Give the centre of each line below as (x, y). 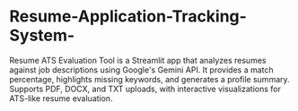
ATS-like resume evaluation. (61, 98)
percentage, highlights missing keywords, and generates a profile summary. (149, 79)
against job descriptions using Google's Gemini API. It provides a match (141, 70)
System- (42, 35)
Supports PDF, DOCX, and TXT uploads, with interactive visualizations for (145, 89)
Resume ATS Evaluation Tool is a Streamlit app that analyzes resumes (138, 60)
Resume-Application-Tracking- (128, 17)
